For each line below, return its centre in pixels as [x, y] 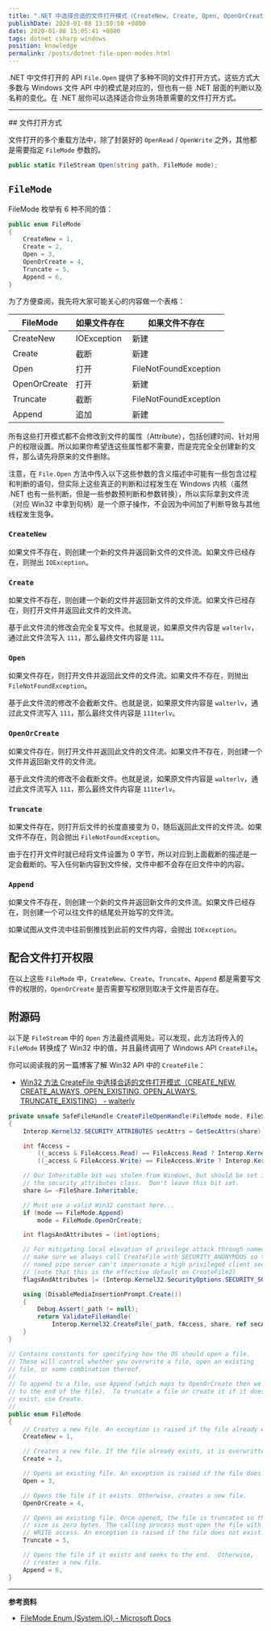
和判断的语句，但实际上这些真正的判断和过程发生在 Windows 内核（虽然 [128, 483]
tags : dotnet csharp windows [57, 38]
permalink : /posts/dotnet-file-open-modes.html [90, 53]
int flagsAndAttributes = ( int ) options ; [92, 1235]
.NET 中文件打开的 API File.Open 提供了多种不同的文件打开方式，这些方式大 [134, 77]
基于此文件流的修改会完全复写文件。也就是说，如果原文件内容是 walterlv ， [133, 627]
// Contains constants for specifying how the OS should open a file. [129, 1354]
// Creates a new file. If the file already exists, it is [124, 1451]
